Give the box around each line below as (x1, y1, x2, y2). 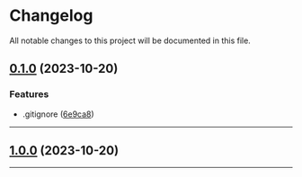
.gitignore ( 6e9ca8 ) (22, 109, 94, 119)
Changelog (9, 5, 93, 26)
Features (9, 88, 49, 101)
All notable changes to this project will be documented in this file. (9, 35, 252, 46)
